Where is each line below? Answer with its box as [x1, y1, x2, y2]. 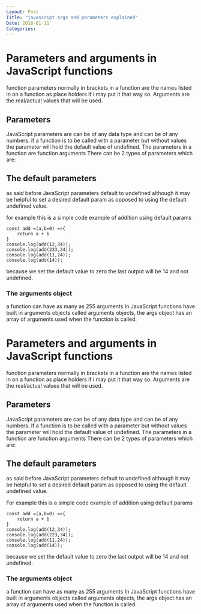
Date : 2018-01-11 [6, 20, 50, 26]
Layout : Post [6, 8, 39, 15]
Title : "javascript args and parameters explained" [6, 14, 138, 20]
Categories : [6, 25, 36, 32]
